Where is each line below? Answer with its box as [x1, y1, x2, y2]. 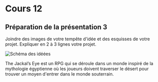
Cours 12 [5, 3, 42, 14]
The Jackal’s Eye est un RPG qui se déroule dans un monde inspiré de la [5, 61, 154, 66]
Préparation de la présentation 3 [5, 23, 108, 31]
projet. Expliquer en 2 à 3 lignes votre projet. [5, 41, 96, 47]
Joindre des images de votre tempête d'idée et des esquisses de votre [5, 36, 151, 42]
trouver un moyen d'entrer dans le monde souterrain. [5, 71, 114, 77]
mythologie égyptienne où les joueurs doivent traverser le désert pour [5, 66, 149, 72]
